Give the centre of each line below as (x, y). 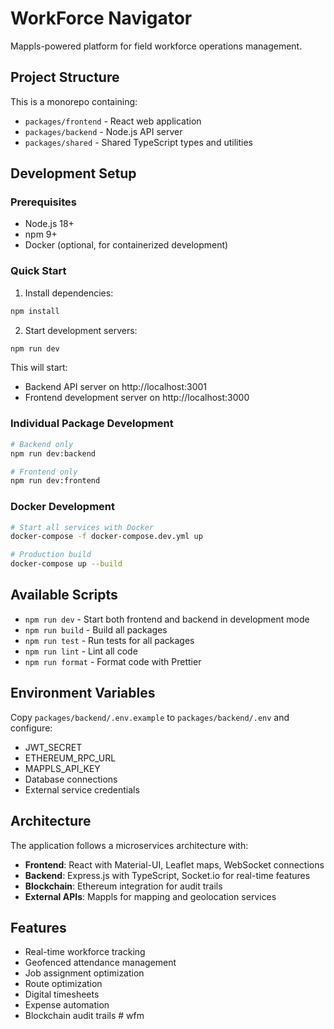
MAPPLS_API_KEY (62, 768)
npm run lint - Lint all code (81, 651)
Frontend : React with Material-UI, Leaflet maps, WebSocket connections (174, 864)
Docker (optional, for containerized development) (126, 245)
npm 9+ (41, 234)
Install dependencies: (69, 293)
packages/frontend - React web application (113, 121)
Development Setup (73, 173)
